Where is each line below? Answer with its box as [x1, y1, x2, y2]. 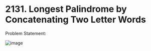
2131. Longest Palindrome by [5, 3, 127, 15]
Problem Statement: [5, 30, 47, 36]
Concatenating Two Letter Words [5, 14, 146, 25]
